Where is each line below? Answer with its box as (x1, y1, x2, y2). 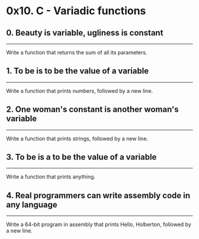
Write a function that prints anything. (6, 173, 96, 180)
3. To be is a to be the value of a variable (6, 152, 157, 162)
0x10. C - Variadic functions (6, 4, 146, 18)
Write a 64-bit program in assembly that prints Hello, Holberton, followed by (6, 221, 191, 228)
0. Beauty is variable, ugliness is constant (6, 28, 163, 38)
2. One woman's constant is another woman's (6, 105, 179, 115)
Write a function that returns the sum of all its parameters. (6, 49, 147, 56)
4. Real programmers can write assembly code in (6, 190, 191, 201)
